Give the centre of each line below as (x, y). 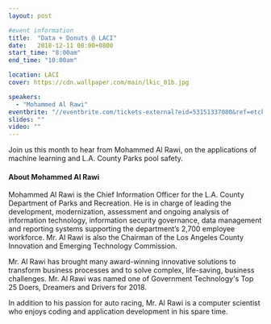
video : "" (25, 127)
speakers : (25, 97)
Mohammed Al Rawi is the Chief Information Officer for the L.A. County (126, 195)
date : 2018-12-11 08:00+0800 (61, 45)
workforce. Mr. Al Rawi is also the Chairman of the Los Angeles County (126, 238)
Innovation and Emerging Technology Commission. (93, 246)
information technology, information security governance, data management (135, 220)
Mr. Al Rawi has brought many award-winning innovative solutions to (122, 262)
